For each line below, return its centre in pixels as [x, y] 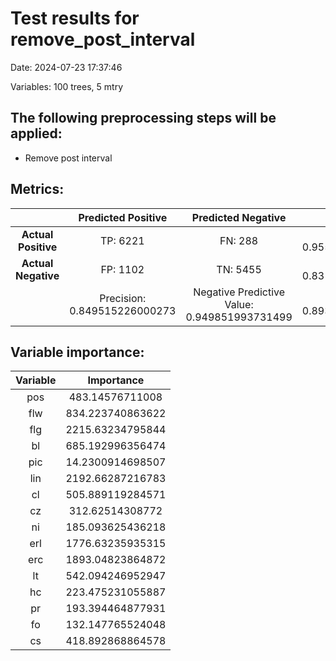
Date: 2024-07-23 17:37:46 [66, 67]
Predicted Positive [123, 217]
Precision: [123, 298]
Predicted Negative [239, 217]
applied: [36, 133]
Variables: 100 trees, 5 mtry [66, 86]
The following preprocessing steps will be [143, 118]
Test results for [75, 18]
